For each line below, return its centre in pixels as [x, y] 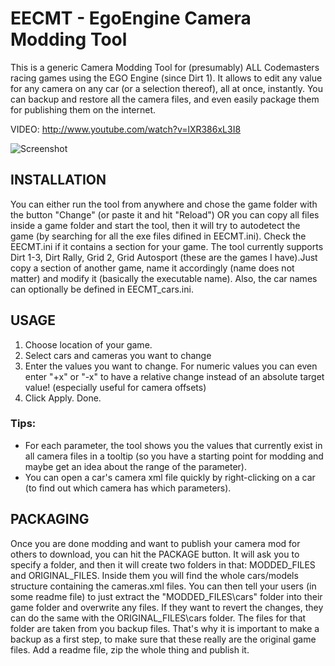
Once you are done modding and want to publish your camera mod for [155, 543]
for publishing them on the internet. [83, 109]
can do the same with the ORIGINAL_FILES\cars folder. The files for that [158, 618]
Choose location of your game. [88, 344]
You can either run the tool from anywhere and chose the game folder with [164, 204]
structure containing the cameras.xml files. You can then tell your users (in [163, 586]
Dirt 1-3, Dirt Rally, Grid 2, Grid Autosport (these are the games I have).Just [164, 257]
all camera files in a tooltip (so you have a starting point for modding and [174, 456]
